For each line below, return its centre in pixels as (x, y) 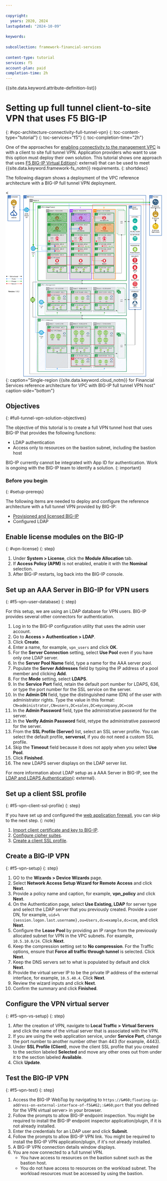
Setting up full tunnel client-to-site (78, 108)
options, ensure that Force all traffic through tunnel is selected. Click (84, 951)
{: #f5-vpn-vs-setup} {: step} (35, 1016)
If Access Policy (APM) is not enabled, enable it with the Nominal (80, 564)
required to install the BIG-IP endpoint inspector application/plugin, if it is (87, 1121)
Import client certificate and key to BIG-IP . (56, 830)
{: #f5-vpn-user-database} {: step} (41, 602)
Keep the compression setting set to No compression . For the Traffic (83, 946)
